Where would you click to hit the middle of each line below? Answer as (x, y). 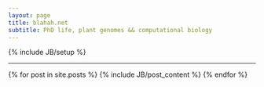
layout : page (29, 15)
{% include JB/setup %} (47, 53)
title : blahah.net (38, 23)
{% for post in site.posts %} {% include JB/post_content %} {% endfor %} (128, 74)
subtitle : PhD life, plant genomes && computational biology (110, 30)
